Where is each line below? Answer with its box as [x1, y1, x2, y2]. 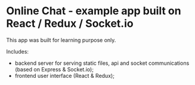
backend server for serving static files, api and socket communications [14, 59, 190, 67]
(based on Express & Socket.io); [14, 65, 94, 73]
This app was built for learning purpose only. [6, 36, 116, 43]
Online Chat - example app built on [6, 4, 181, 18]
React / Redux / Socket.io [6, 17, 134, 30]
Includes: [6, 48, 29, 55]
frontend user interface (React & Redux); [14, 72, 115, 79]
